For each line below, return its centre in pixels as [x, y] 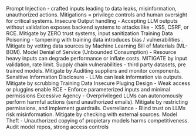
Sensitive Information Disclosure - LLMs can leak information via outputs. [95, 77]
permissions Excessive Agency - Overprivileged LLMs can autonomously [94, 96]
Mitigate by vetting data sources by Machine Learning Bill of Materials [90, 46]
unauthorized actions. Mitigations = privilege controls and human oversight [97, 15]
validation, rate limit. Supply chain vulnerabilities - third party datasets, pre [96, 64]
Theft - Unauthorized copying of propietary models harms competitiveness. [98, 120]
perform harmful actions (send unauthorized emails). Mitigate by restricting [97, 102]
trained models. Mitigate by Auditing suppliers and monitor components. [93, 71]
